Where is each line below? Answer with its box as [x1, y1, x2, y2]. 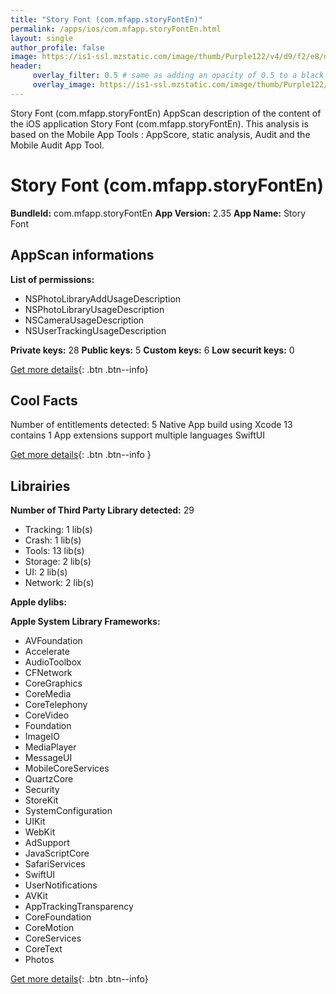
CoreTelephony [24, 699, 88, 711]
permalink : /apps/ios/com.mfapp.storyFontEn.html [10, 24, 222, 34]
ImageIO [24, 731, 60, 743]
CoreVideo [24, 709, 70, 721]
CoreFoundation [24, 911, 92, 923]
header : [10, 61, 43, 71]
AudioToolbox [24, 656, 82, 668]
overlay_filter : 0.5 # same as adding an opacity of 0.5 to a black [32, 71, 325, 81]
